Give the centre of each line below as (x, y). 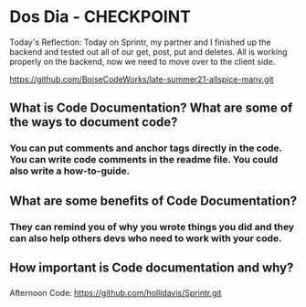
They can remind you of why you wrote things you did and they (152, 227)
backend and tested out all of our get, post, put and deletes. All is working (148, 51)
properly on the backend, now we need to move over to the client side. (142, 61)
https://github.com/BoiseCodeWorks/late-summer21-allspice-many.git (142, 79)
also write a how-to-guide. (70, 171)
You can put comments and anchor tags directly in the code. (146, 148)
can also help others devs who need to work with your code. (146, 238)
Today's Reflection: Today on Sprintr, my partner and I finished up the (140, 42)
